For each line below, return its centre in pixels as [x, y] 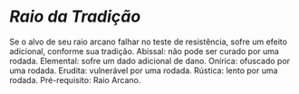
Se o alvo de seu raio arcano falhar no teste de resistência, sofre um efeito [149, 42]
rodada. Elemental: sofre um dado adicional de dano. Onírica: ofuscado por [150, 61]
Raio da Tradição [75, 17]
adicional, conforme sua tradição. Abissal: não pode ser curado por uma [144, 51]
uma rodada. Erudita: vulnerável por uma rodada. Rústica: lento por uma [144, 70]
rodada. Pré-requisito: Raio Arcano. [75, 80]
